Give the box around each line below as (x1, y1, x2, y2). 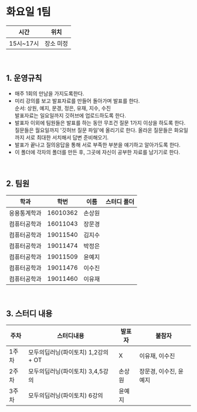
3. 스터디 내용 (6, 308, 53, 318)
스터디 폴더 (105, 198, 135, 206)
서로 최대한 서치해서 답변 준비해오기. (25, 134, 109, 141)
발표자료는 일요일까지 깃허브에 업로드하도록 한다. (14, 112, 126, 119)
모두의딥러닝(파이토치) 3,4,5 (28, 367, 104, 376)
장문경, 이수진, (139, 367, 177, 376)
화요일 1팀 (6, 5, 51, 19)
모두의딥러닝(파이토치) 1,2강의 (28, 348, 108, 356)
